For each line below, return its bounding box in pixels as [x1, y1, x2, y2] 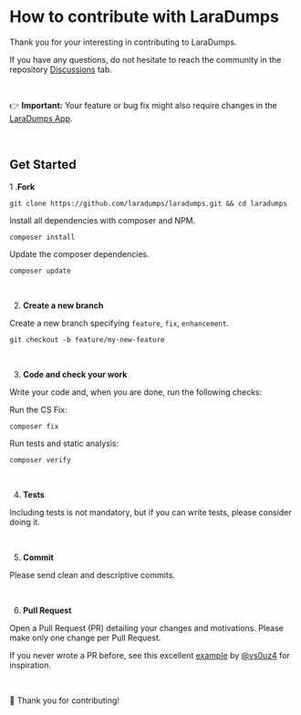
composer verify [9, 455, 71, 464]
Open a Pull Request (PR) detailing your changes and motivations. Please [9, 622, 285, 633]
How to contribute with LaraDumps [9, 6, 280, 27]
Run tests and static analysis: [9, 438, 119, 449]
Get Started [9, 157, 77, 172]
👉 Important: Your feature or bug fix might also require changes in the [9, 99, 277, 110]
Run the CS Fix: [9, 404, 67, 415]
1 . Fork [9, 181, 36, 192]
